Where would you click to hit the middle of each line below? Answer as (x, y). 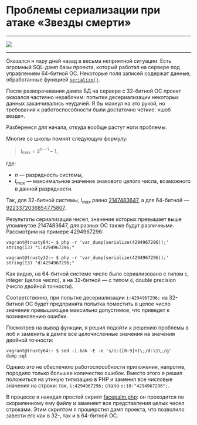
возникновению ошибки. (37, 316)
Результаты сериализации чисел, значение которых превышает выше (94, 219)
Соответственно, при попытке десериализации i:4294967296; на (87, 297)
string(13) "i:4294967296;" (40, 247)
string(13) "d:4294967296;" (40, 263)
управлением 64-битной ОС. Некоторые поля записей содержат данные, (98, 73)
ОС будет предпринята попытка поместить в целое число (98, 304)
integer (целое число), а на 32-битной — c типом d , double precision (91, 280)
